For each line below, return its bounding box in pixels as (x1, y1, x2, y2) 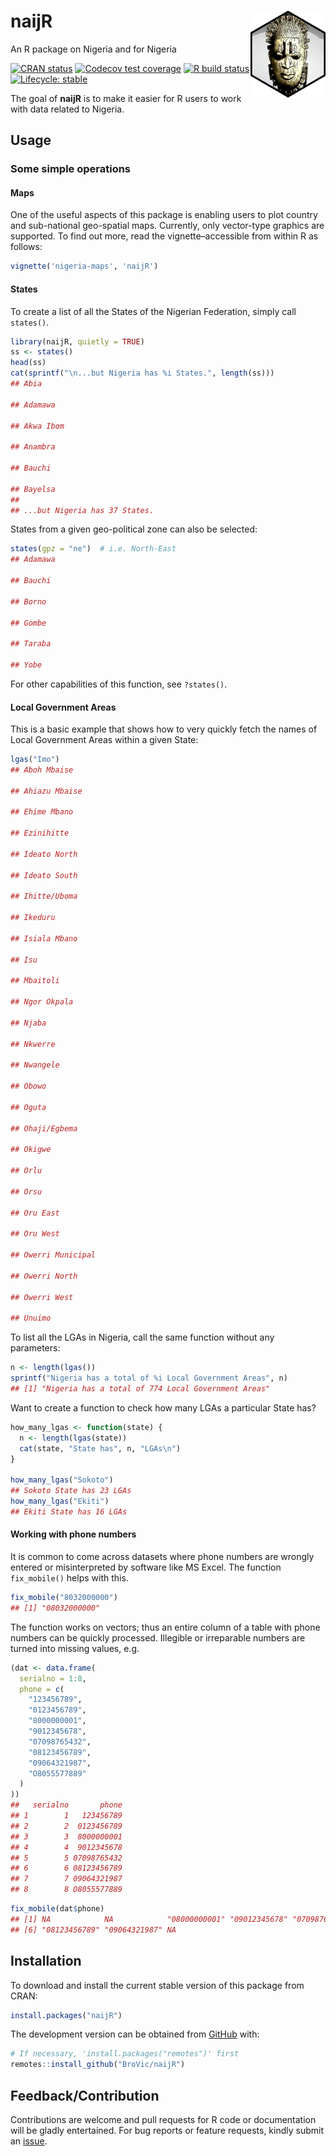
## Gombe (10, 618, 47, 628)
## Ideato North (10, 849, 78, 859)
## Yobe (10, 660, 43, 670)
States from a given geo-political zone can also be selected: (10, 523, 258, 535)
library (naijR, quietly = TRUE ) (10, 336, 145, 347)
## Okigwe (10, 1145, 52, 1155)
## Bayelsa (10, 484, 56, 494)
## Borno (10, 596, 47, 607)
